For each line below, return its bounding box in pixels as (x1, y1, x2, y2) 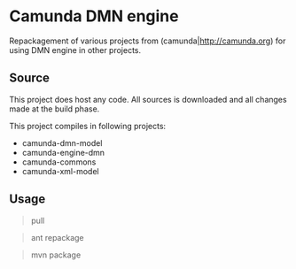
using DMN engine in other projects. (9, 44, 142, 55)
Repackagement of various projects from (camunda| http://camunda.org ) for (9, 35, 286, 46)
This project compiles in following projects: (9, 120, 167, 131)
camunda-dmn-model (21, 137, 103, 148)
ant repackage (30, 232, 84, 242)
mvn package (30, 250, 82, 260)
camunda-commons (21, 157, 97, 167)
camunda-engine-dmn (21, 147, 105, 158)
